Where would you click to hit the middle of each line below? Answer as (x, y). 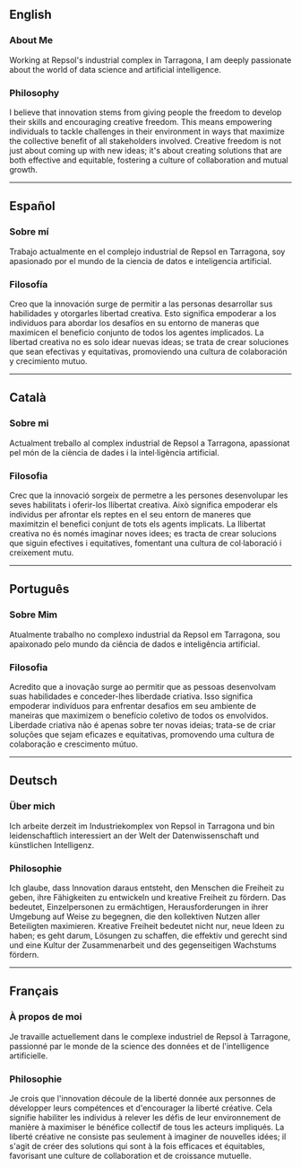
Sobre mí (29, 232)
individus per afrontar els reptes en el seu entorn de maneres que (130, 514)
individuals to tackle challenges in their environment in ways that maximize (147, 131)
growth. (24, 169)
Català (28, 398)
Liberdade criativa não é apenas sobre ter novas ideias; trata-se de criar (142, 725)
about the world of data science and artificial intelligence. (116, 69)
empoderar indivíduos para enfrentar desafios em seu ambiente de (133, 705)
